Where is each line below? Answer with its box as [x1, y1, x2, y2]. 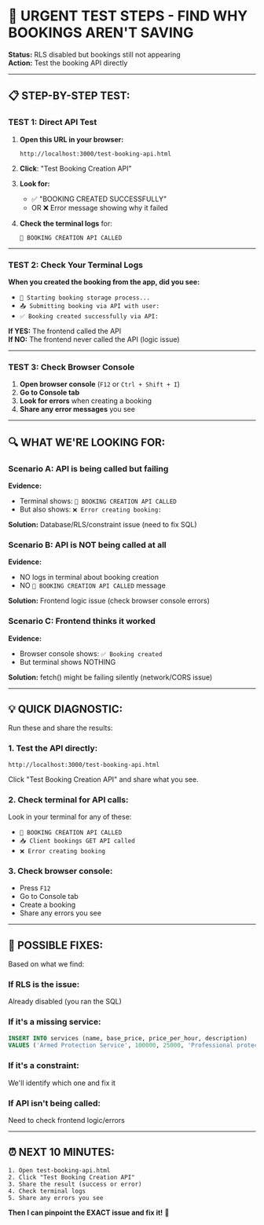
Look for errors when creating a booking [19, 396, 152, 405]
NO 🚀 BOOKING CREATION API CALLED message [19, 581, 167, 590]
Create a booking [19, 900, 76, 910]
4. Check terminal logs [8, 1186, 86, 1195]
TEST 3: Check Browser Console [8, 361, 135, 372]
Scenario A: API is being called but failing [8, 463, 169, 474]
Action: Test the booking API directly [8, 58, 128, 68]
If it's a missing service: [8, 1017, 101, 1028]
